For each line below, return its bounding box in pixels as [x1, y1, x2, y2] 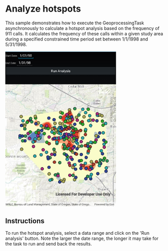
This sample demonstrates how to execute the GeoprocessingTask [5, 20, 144, 26]
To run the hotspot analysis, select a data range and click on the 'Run [5, 230, 150, 236]
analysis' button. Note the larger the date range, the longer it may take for [5, 235, 158, 241]
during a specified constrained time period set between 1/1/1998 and [5, 36, 148, 42]
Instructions [5, 217, 45, 225]
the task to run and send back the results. [5, 241, 92, 247]
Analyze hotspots [5, 3, 81, 15]
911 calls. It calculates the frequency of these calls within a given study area [5, 30, 163, 37]
